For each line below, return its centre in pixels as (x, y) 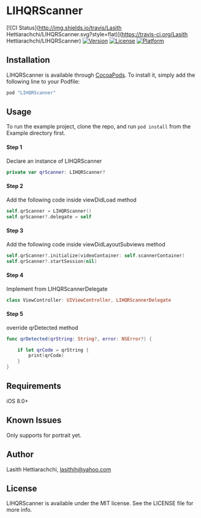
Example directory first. (36, 133)
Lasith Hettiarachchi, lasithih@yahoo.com (59, 469)
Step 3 (15, 230)
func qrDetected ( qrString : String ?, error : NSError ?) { (79, 339)
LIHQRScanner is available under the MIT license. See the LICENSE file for (100, 503)
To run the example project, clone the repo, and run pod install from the (99, 127)
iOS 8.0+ (17, 401)
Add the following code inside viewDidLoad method (71, 200)
